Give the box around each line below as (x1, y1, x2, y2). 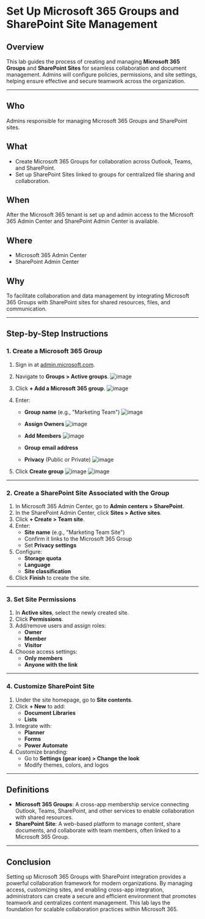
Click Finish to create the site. (15, 574, 91, 582)
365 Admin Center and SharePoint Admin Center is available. (6, 217, 159, 225)
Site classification (24, 568, 71, 575)
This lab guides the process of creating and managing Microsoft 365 (6, 58, 180, 65)
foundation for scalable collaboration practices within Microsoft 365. (6, 906, 178, 913)
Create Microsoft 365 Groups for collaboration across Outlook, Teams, (15, 157, 193, 165)
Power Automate (24, 741, 68, 749)
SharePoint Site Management (6, 17, 157, 31)
